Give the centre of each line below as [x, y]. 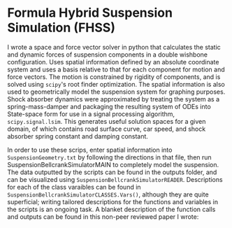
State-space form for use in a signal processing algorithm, [91, 114]
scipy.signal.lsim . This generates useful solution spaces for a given [107, 121]
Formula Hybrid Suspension [90, 13]
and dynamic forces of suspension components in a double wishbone [108, 55]
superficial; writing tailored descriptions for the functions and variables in [113, 201]
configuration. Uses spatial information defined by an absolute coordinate [113, 62]
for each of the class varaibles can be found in [74, 187]
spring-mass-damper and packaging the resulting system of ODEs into [109, 106]
